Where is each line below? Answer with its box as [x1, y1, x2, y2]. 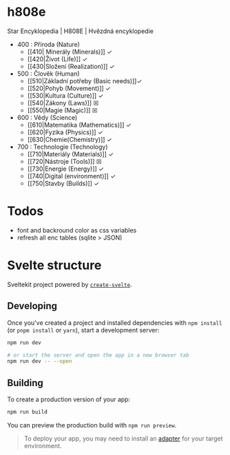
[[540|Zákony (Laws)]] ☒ [27, 98, 99, 107]
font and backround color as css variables [17, 226, 137, 234]
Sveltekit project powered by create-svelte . [7, 280, 132, 288]
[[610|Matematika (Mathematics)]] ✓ [27, 120, 132, 129]
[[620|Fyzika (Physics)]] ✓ [27, 128, 103, 136]
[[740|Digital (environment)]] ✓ [27, 171, 116, 180]
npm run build [7, 409, 48, 416]
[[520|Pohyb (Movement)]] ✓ [27, 84, 112, 92]
